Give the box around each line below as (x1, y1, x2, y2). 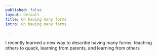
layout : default (5, 12, 40, 17)
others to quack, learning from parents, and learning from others (5, 45, 140, 51)
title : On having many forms (5, 17, 67, 22)
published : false (5, 7, 42, 13)
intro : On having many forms (5, 21, 67, 27)
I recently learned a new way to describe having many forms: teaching (5, 40, 152, 46)
